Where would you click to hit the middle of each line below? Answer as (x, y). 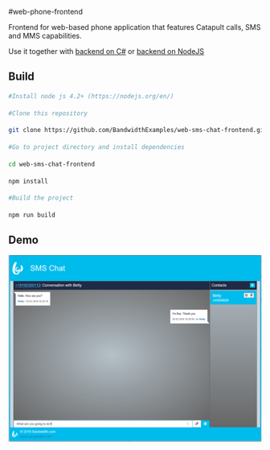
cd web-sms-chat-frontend (51, 164)
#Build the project (41, 198)
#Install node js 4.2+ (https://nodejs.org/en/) (91, 96)
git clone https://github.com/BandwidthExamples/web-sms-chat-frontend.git (138, 130)
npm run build (32, 215)
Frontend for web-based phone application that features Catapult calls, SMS (135, 27)
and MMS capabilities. (45, 36)
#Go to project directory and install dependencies (96, 147)
